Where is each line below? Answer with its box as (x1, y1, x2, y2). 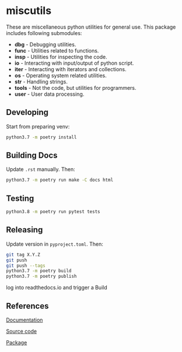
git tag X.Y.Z (6, 252, 41, 257)
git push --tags (6, 263, 45, 269)
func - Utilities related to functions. (14, 47, 99, 54)
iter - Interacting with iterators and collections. (14, 65, 127, 72)
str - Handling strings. (14, 78, 68, 85)
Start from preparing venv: (6, 123, 70, 130)
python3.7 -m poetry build (6, 268, 72, 274)
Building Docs (6, 151, 58, 161)
